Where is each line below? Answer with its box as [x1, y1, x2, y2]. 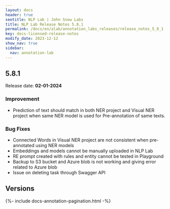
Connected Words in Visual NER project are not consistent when [12, 136, 148, 143]
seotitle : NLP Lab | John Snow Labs [5, 17, 83, 22]
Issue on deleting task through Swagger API [12, 169, 106, 175]
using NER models [35, 142, 74, 148]
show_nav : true [5, 41, 38, 46]
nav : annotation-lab [10, 50, 54, 55]
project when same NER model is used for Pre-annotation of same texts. [12, 112, 165, 119]
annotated [12, 142, 35, 148]
